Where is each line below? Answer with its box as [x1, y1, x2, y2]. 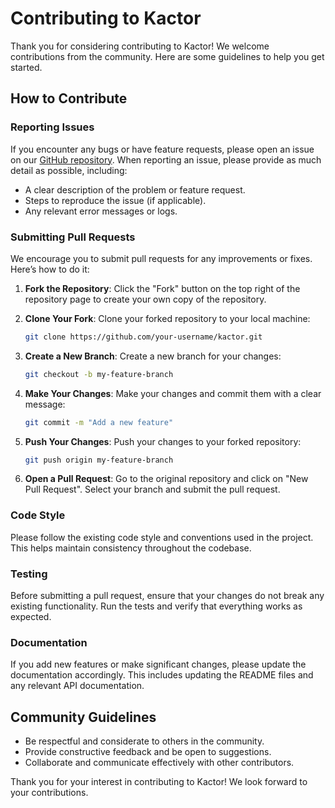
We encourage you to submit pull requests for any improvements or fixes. [10, 252, 313, 264]
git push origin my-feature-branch [24, 455, 174, 465]
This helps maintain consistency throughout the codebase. [10, 542, 252, 554]
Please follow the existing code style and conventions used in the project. [10, 531, 314, 543]
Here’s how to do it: [10, 263, 90, 275]
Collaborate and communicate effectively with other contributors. [24, 757, 295, 769]
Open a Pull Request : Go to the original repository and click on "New [24, 473, 309, 485]
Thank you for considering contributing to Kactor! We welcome [10, 40, 270, 52]
